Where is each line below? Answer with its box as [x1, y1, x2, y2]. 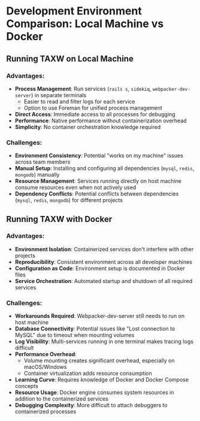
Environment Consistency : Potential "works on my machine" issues [14, 152, 184, 160]
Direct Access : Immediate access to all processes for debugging [14, 110, 175, 118]
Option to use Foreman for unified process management [23, 104, 163, 112]
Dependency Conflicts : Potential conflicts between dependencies [14, 190, 179, 197]
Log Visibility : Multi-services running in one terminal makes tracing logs [14, 338, 193, 345]
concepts [14, 383, 39, 390]
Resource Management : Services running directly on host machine [14, 178, 181, 185]
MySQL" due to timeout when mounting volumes [14, 332, 135, 339]
